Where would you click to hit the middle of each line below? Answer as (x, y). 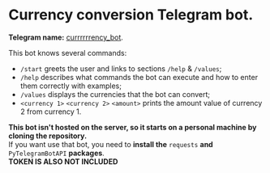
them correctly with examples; (71, 86)
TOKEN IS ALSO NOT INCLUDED (63, 161)
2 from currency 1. (51, 112)
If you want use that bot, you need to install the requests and (111, 144)
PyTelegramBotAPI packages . (57, 153)
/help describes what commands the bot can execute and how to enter (139, 77)
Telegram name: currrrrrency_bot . (66, 37)
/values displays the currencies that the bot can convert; (115, 94)
